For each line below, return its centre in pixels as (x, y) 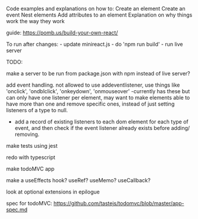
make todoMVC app (30, 169)
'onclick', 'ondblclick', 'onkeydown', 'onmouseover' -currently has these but (98, 91)
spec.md (17, 210)
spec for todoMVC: (29, 203)
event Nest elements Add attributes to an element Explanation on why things (99, 15)
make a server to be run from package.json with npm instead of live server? (98, 73)
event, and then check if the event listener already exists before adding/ (102, 128)
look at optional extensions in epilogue (53, 192)
